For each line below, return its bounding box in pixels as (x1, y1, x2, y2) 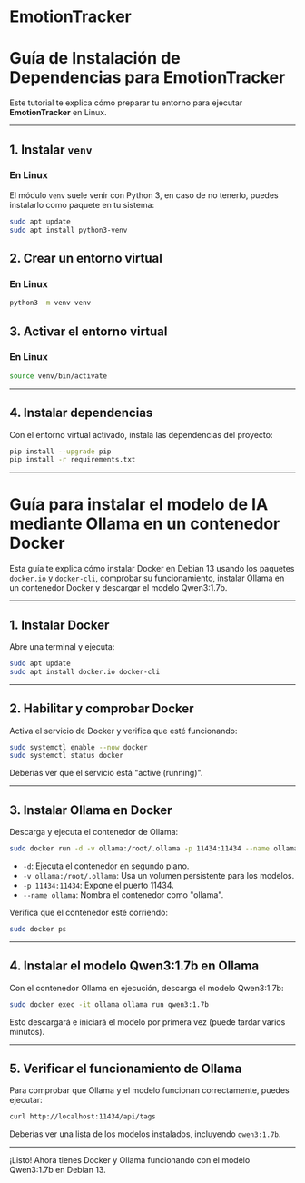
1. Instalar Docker (9, 617, 110, 632)
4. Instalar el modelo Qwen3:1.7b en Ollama (9, 959, 260, 974)
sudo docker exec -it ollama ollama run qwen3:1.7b (9, 999, 209, 1009)
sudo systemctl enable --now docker (9, 742, 148, 751)
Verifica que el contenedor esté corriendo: (9, 907, 168, 918)
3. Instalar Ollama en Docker (9, 802, 172, 818)
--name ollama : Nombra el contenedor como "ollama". (22, 890, 224, 900)
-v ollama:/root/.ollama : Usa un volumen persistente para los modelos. (22, 870, 295, 880)
